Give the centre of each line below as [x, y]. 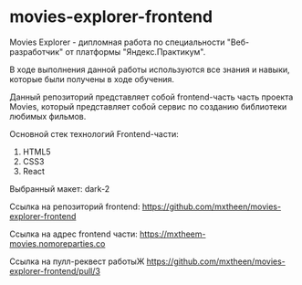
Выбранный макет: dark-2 [60, 188]
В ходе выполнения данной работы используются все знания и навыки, [150, 69]
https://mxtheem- [173, 234]
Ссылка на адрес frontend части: [74, 234]
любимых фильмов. [48, 116]
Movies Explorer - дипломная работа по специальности [117, 42]
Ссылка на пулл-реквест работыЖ [77, 261]
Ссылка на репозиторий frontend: [75, 206]
